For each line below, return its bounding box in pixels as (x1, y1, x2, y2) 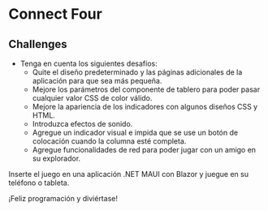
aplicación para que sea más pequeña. (32, 76, 162, 85)
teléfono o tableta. (8, 178, 70, 187)
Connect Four (8, 5, 103, 24)
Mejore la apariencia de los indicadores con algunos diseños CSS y (32, 102, 258, 111)
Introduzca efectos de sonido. (32, 119, 133, 128)
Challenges (8, 37, 67, 51)
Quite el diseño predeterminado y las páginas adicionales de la (32, 67, 243, 77)
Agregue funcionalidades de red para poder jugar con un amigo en (32, 145, 257, 154)
